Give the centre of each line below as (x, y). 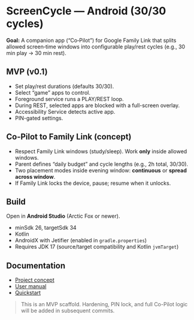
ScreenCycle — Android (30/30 (86, 11)
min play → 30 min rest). (37, 53)
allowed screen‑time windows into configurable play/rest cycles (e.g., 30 (96, 47)
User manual (31, 287)
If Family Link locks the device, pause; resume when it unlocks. (93, 183)
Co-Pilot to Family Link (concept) (69, 137)
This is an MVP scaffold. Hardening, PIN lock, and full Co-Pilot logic (104, 304)
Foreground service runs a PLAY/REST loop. (69, 99)
